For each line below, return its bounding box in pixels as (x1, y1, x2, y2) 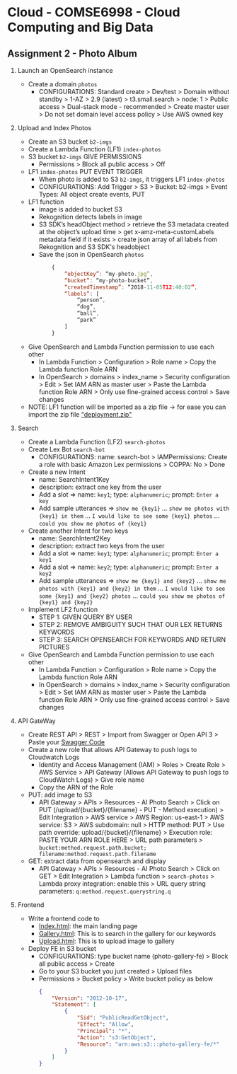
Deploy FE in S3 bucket (28, 944, 97, 952)
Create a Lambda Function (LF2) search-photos (28, 437, 166, 446)
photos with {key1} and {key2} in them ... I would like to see (38, 584, 226, 592)
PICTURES (38, 642, 70, 651)
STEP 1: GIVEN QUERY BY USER (38, 613, 133, 621)
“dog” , (76, 304, 97, 311)
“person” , (76, 296, 106, 304)
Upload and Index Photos (17, 124, 92, 132)
